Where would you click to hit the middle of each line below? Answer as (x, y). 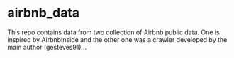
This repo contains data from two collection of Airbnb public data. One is (113, 32)
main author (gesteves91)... (47, 47)
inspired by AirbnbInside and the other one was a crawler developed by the (117, 39)
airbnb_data (44, 13)
